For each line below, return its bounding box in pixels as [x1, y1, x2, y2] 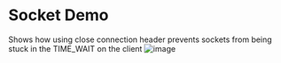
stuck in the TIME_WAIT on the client [8, 43, 143, 53]
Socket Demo [8, 5, 109, 25]
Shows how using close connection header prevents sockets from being [8, 34, 272, 45]
